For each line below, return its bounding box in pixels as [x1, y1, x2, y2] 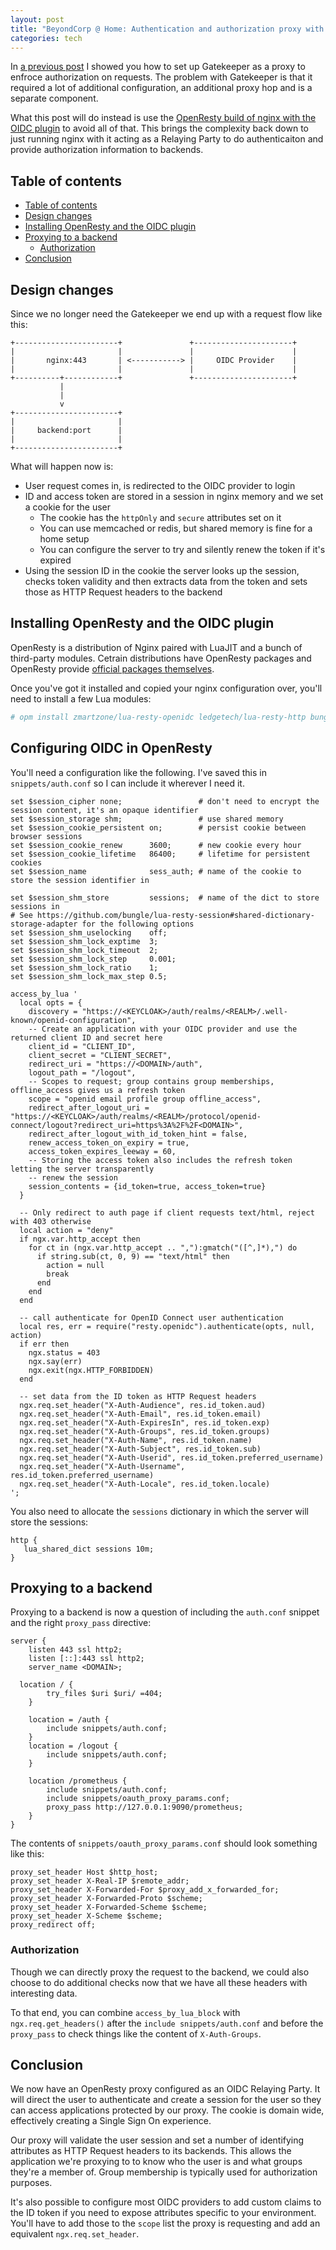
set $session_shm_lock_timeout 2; [10, 945, 159, 955]
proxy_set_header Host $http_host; [10, 1867, 159, 1878]
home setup [39, 533, 90, 545]
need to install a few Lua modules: [10, 692, 152, 705]
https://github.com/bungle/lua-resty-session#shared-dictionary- [36, 910, 315, 920]
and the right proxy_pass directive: [10, 1617, 152, 1629]
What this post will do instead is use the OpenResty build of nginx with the [10, 112, 317, 124]
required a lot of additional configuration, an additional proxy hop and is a [10, 82, 313, 94]
